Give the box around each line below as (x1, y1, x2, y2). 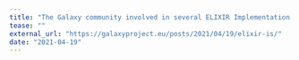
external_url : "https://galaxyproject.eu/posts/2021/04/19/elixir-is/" (9, 29, 282, 38)
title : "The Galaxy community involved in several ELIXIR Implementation (9, 12, 291, 22)
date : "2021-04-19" (9, 37, 82, 47)
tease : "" (9, 21, 47, 30)
